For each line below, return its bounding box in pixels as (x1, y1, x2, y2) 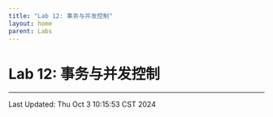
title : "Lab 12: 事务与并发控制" (8, 11, 113, 20)
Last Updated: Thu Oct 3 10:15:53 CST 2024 (8, 99, 156, 110)
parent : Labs (8, 27, 53, 35)
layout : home (8, 19, 53, 28)
